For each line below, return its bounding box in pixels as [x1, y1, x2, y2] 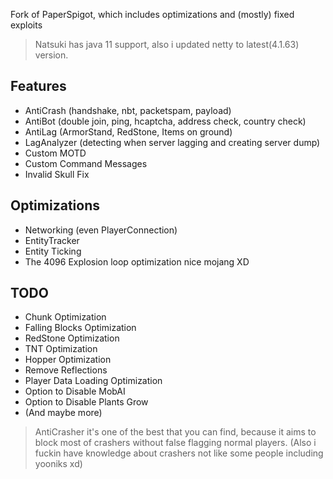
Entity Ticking [24, 245, 82, 257]
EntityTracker [24, 234, 80, 246]
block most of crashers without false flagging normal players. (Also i [34, 437, 317, 449]
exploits [10, 19, 43, 31]
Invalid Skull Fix [24, 168, 90, 180]
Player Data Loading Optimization [24, 375, 163, 387]
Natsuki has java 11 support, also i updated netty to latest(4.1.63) [34, 39, 300, 50]
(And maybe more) [24, 407, 103, 419]
